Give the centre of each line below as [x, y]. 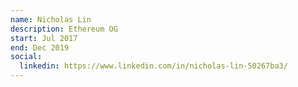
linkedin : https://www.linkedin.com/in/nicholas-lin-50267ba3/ [153, 66]
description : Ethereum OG [64, 29]
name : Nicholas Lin [51, 19]
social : [26, 57]
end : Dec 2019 [40, 47]
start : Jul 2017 [44, 38]
